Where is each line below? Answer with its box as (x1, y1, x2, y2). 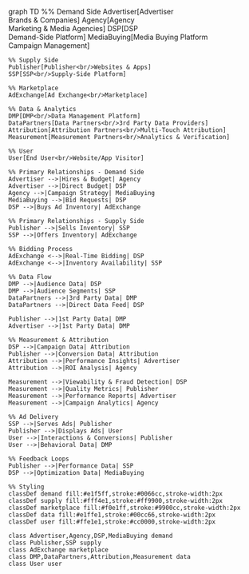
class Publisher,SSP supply (8, 539, 102, 547)
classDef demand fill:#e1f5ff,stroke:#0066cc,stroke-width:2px (8, 490, 223, 498)
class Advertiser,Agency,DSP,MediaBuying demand (8, 532, 173, 540)
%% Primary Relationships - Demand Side (8, 168, 145, 176)
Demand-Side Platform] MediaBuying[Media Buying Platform (8, 32, 208, 42)
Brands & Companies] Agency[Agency (8, 15, 135, 25)
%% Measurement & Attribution (8, 336, 109, 344)
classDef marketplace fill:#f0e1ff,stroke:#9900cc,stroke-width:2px (8, 504, 241, 512)
